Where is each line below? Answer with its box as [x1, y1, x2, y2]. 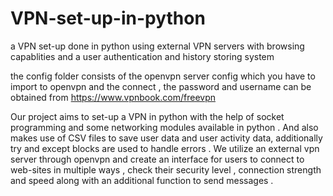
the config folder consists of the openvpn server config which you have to [10, 70, 316, 82]
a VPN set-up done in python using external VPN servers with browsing [10, 40, 305, 52]
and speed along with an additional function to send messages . [10, 174, 274, 186]
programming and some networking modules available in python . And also [10, 121, 319, 133]
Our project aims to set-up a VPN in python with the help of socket [10, 110, 285, 122]
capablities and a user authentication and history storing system [10, 50, 275, 62]
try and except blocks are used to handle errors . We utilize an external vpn [10, 142, 320, 154]
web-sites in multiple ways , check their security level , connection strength [10, 163, 322, 176]
